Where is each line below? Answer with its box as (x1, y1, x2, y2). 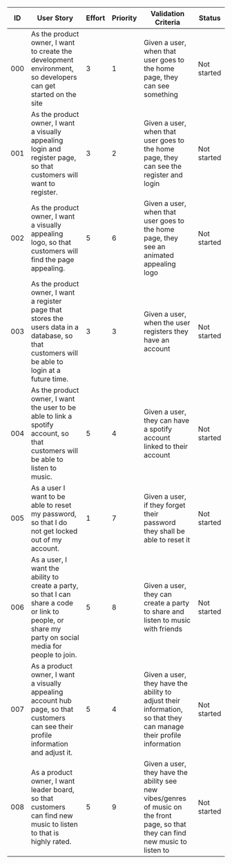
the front (144, 811, 172, 820)
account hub (30, 696, 72, 705)
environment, (30, 64, 74, 73)
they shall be (144, 526, 185, 535)
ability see (144, 776, 177, 786)
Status (198, 13, 221, 23)
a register (30, 297, 62, 306)
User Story (37, 13, 74, 23)
